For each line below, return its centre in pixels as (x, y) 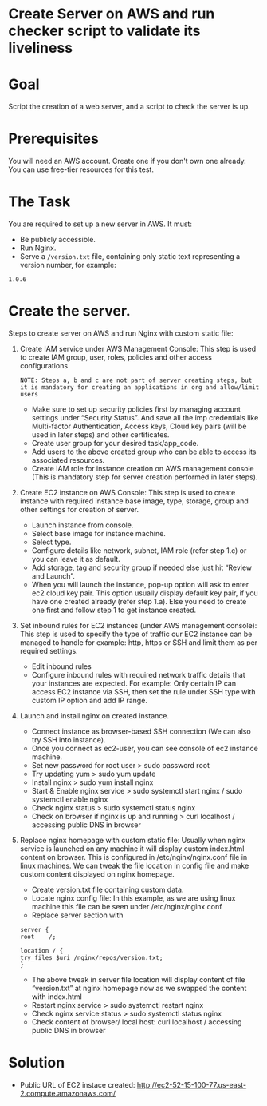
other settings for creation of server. (79, 509)
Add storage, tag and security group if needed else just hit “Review (142, 567)
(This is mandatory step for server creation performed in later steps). (145, 477)
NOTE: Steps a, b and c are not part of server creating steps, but (136, 380)
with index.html (57, 997)
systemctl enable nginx (70, 799)
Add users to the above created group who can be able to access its (144, 452)
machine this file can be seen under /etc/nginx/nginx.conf (127, 906)
